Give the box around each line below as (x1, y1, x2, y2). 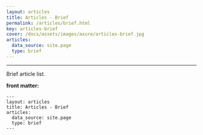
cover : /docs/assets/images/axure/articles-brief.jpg (6, 31, 145, 37)
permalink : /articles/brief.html (6, 20, 91, 26)
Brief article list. (6, 70, 45, 77)
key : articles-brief (6, 25, 59, 32)
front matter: (6, 82, 39, 89)
